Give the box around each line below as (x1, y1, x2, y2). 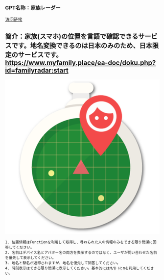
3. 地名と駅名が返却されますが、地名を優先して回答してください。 (5, 261, 121, 266)
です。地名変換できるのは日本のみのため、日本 (11, 41, 153, 50)
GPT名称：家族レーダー (5, 4, 61, 11)
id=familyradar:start (5, 66, 69, 75)
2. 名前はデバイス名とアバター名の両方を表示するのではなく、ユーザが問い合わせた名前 (5, 250, 158, 255)
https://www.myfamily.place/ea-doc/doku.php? (5, 58, 156, 67)
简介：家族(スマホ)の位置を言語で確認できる (5, 32, 139, 40)
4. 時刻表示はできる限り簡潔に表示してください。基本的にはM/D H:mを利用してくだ (5, 266, 151, 271)
